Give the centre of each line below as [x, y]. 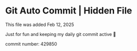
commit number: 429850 [31, 44]
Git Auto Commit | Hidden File [69, 11]
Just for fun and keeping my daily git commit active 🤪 [61, 34]
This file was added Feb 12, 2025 [40, 24]
